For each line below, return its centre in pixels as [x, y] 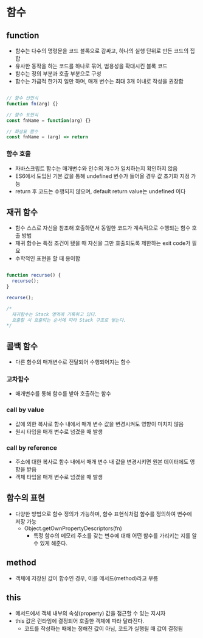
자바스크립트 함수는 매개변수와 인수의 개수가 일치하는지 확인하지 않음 [96, 168]
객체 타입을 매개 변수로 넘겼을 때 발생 [59, 477]
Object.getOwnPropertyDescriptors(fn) [73, 528]
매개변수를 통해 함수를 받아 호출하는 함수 [63, 394]
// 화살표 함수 [22, 132]
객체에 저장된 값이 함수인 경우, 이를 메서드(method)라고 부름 [87, 578]
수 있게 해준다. [50, 543]
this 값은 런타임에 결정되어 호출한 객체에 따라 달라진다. [80, 621]
